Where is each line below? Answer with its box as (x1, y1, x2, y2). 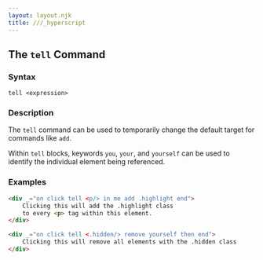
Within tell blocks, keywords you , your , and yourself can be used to (8, 148, 230, 158)
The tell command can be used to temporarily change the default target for (8, 125, 255, 134)
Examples (8, 177, 47, 188)
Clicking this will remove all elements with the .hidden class (22, 238, 237, 246)
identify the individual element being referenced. (8, 157, 166, 167)
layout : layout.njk (8, 11, 72, 20)
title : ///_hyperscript (8, 19, 86, 27)
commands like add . (8, 134, 72, 143)
